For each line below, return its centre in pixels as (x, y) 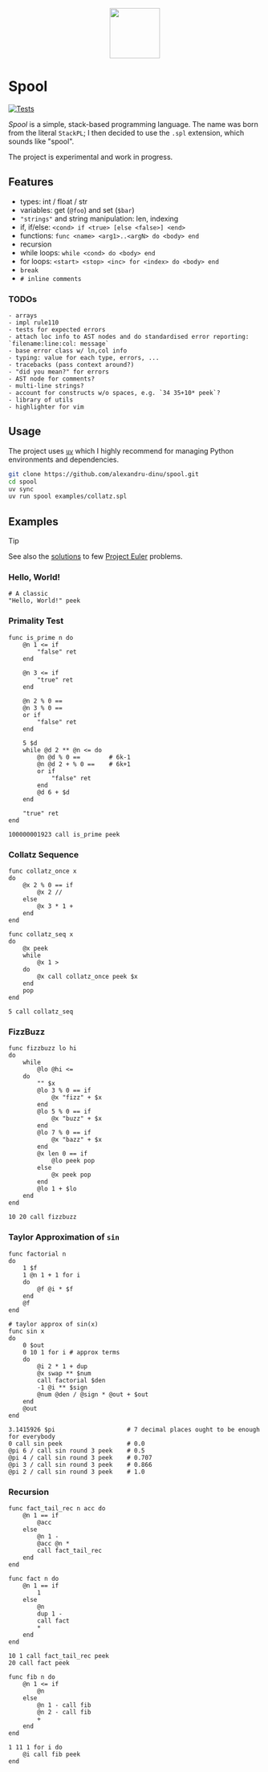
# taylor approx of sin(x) (53, 1324)
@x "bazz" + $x (77, 1140)
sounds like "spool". (41, 141)
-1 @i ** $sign (63, 1387)
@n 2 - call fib (64, 1712)
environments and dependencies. (64, 459)
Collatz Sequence (43, 854)
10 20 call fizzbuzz (43, 1217)
